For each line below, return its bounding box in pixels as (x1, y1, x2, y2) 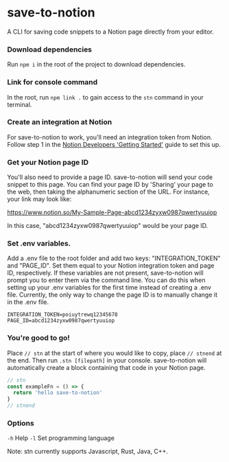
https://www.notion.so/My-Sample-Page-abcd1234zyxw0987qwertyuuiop (7, 208, 217, 217)
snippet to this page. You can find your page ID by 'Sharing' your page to (7, 181, 214, 189)
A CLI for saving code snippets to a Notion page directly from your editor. (7, 27, 215, 36)
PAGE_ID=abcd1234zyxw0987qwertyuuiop (7, 317, 115, 324)
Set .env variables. (7, 239, 71, 249)
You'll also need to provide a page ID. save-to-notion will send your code (7, 173, 213, 181)
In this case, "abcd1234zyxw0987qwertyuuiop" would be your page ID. (7, 222, 208, 230)
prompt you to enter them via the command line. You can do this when (7, 276, 206, 284)
